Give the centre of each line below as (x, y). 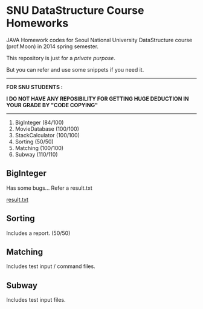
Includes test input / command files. (51, 266)
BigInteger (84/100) (39, 122)
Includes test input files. (36, 300)
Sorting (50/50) (34, 142)
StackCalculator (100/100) (47, 135)
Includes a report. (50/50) (38, 233)
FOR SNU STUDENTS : (35, 87)
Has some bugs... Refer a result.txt (49, 188)
